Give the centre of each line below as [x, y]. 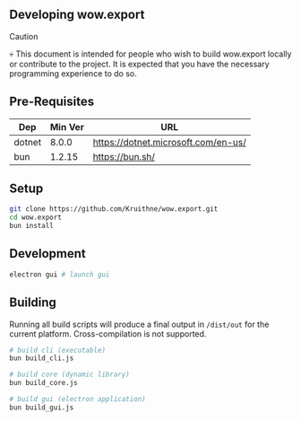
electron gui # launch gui [60, 274]
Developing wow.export [77, 15]
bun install [31, 226]
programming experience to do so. [73, 73]
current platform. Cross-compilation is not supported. [108, 333]
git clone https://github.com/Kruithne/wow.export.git [114, 209]
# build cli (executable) [57, 350]
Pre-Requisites [52, 102]
